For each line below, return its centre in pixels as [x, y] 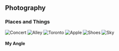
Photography [25, 8]
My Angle [15, 44]
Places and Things [28, 22]
